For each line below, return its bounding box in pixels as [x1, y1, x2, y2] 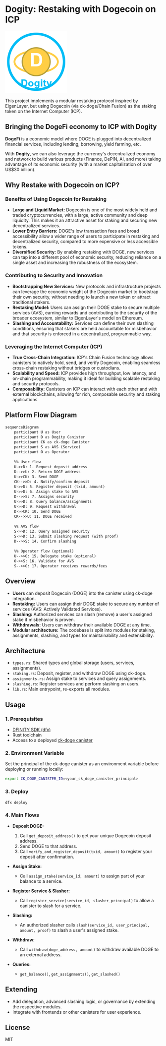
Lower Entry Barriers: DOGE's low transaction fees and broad [12, 228, 140, 234]
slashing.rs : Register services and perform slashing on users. [12, 681, 140, 687]
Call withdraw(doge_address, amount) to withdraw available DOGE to [19, 946, 159, 952]
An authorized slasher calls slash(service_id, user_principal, [19, 922, 150, 928]
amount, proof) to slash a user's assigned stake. [19, 927, 119, 933]
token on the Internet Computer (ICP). [5, 108, 82, 114]
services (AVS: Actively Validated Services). [12, 606, 103, 612]
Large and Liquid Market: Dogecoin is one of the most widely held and [12, 207, 158, 213]
